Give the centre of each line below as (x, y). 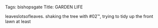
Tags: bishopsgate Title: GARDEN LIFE (44, 7)
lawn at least (18, 21)
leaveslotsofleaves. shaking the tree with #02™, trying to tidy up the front (79, 16)
